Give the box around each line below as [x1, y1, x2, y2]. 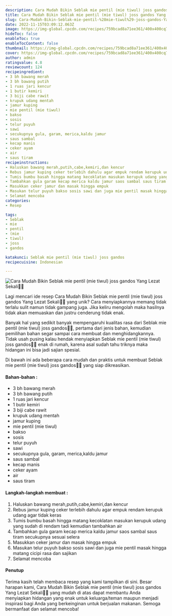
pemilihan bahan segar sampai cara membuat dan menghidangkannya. [5, 331, 155, 337]
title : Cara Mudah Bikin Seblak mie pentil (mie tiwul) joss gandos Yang [5, 12, 166, 17]
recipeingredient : [5, 70, 45, 75]
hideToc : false [5, 31, 38, 36]
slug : [5, 17, 17, 22]
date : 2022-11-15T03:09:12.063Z [5, 22, 74, 27]
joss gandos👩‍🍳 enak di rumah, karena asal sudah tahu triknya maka [5, 341, 148, 347]
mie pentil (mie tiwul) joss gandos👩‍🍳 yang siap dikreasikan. [5, 362, 131, 368]
